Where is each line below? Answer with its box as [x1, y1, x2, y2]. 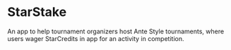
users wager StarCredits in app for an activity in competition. [7, 34, 184, 42]
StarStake [7, 4, 67, 20]
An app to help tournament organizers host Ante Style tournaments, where [7, 27, 225, 35]
